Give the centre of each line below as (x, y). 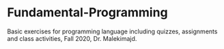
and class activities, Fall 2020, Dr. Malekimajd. (72, 38)
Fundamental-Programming (88, 13)
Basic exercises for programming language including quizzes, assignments (112, 31)
